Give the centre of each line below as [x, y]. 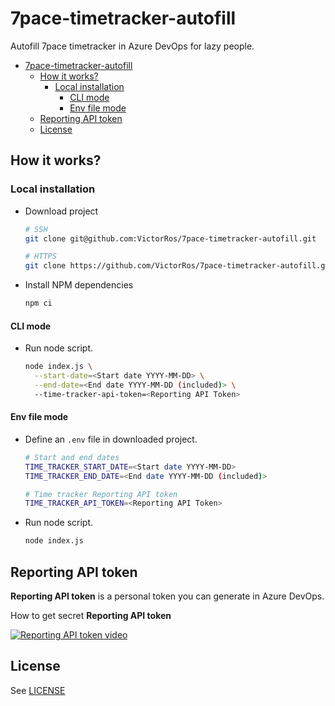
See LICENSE [38, 690]
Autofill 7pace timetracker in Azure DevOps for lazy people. [132, 46]
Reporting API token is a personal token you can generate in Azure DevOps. [167, 596]
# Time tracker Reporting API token [101, 494]
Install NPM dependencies [79, 285]
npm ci [38, 303]
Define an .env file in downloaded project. [111, 439]
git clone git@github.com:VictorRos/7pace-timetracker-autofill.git [170, 238]
